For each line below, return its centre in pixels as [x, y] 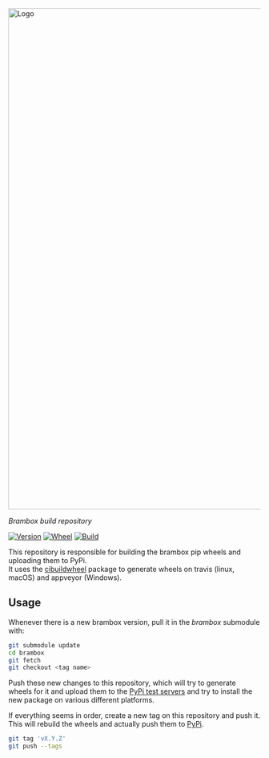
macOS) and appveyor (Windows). [65, 578]
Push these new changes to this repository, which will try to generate [122, 683]
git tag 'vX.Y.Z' [37, 739]
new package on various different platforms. [81, 700]
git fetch [25, 660]
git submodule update [44, 645]
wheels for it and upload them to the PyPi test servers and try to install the [130, 691]
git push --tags [35, 746]
